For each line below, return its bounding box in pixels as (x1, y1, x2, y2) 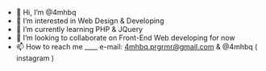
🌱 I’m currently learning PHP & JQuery (15, 25, 143, 34)
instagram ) (15, 53, 55, 63)
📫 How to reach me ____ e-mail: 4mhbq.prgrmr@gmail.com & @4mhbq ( (15, 42, 258, 51)
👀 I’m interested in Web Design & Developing (15, 16, 164, 26)
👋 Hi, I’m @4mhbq (15, 8, 77, 17)
